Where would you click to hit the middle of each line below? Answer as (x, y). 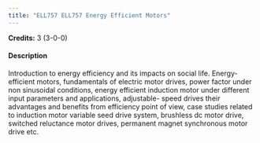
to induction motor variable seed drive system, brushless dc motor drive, (126, 115)
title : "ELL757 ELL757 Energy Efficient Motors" (89, 15)
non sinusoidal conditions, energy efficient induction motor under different (129, 90)
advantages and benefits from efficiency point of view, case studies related (130, 106)
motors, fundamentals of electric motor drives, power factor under (144, 81)
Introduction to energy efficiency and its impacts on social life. (109, 73)
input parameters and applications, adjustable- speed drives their (114, 98)
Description (28, 56)
